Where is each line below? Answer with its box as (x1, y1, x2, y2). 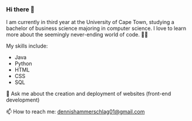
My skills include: (6, 42, 48, 49)
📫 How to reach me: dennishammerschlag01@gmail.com (6, 108, 145, 115)
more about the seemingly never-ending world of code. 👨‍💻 (6, 31, 149, 38)
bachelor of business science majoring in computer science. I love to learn (6, 25, 187, 32)
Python (14, 60, 32, 67)
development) (6, 96, 40, 103)
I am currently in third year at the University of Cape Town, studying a (6, 19, 174, 26)
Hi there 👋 (6, 5, 35, 14)
